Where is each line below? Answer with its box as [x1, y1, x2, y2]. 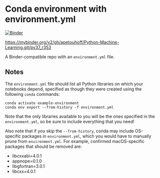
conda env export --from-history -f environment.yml [5, 105, 114, 110]
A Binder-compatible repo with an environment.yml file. [5, 53, 115, 59]
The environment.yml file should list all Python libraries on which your [5, 81, 144, 87]
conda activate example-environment [5, 101, 79, 106]
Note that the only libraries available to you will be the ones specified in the [5, 113, 155, 119]
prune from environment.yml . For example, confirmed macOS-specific [5, 138, 144, 144]
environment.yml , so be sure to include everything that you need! [5, 118, 135, 125]
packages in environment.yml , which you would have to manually [22, 133, 152, 139]
